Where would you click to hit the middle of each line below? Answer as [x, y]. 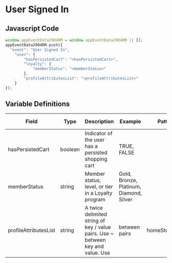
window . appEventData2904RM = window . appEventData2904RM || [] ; [74, 40]
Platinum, [130, 187]
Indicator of [99, 134]
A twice [94, 208]
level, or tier [99, 187]
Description [99, 122]
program [95, 200]
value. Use [98, 253]
